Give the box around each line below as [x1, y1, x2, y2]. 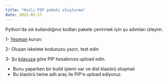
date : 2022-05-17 [5, 12, 42, 17]
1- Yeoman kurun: [5, 36, 42, 42]
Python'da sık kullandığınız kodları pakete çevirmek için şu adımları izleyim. [5, 26, 163, 32]
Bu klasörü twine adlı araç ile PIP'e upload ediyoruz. [12, 71, 122, 77]
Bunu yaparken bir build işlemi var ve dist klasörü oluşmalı [12, 66, 135, 72]
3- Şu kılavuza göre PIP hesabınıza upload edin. [5, 56, 106, 62]
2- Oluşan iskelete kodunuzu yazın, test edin [5, 46, 99, 52]
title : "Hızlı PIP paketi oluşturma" [5, 7, 86, 13]
